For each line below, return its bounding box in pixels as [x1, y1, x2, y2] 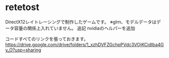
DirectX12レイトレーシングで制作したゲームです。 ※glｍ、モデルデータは [5, 19, 157, 25]
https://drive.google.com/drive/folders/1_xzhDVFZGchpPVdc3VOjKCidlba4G [5, 41, 164, 47]
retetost [5, 2, 39, 13]
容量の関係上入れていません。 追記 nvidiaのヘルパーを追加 [14, 25, 136, 31]
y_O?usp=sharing [5, 47, 41, 53]
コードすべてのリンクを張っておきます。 [5, 36, 89, 42]
